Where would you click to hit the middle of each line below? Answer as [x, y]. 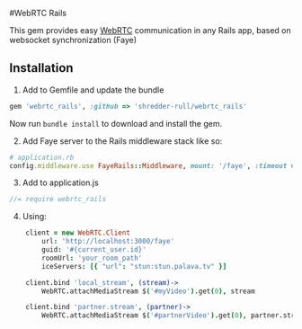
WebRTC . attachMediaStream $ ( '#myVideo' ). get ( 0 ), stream [148, 291]
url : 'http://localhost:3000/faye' [108, 242]
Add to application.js [60, 182]
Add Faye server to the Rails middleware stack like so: [122, 141]
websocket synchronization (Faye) [73, 40]
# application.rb [42, 157]
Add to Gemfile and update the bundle [93, 90]
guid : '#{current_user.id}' [94, 250]
